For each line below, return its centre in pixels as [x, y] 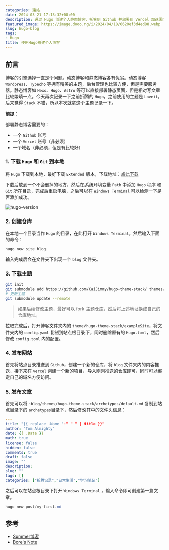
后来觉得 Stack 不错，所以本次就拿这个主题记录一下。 [61, 103]
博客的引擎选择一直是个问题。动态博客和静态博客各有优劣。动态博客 [76, 77]
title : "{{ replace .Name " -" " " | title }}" [55, 424]
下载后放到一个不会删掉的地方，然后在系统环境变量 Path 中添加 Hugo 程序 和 [83, 184]
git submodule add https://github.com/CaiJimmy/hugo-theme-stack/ [76, 289]
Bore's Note [25, 542]
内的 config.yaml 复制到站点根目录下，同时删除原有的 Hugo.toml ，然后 [87, 332]
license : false [21, 443]
